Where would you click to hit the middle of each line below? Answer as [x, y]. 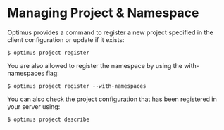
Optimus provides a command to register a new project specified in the [110, 32]
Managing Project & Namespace [103, 13]
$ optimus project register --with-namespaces [77, 86]
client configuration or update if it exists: [66, 39]
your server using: [34, 106]
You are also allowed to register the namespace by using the [95, 65]
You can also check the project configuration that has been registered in [112, 99]
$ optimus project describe [49, 119]
